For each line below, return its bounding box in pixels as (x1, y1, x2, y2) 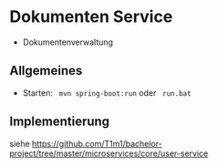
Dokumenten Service (9, 6, 173, 27)
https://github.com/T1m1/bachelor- (31, 138, 162, 149)
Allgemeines (9, 63, 83, 79)
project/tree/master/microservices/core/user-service (9, 148, 209, 159)
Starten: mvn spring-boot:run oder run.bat (22, 87, 192, 98)
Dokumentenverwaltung (22, 37, 114, 47)
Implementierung (9, 114, 110, 130)
